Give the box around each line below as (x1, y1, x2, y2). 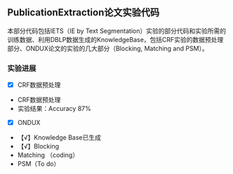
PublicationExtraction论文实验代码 (7, 6, 160, 19)
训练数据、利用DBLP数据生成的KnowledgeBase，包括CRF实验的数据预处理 (7, 35, 224, 43)
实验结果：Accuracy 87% (17, 105, 91, 113)
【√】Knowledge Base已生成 (17, 133, 102, 142)
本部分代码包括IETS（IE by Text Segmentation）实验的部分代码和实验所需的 (7, 27, 227, 35)
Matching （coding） (17, 151, 79, 159)
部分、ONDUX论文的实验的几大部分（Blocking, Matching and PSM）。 (7, 44, 208, 53)
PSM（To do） (17, 160, 60, 168)
